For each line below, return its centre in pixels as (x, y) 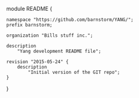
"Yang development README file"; (59, 51)
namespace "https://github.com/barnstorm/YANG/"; (70, 20)
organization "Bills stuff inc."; (50, 35)
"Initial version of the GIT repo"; (74, 72)
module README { (29, 9)
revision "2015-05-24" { (37, 62)
